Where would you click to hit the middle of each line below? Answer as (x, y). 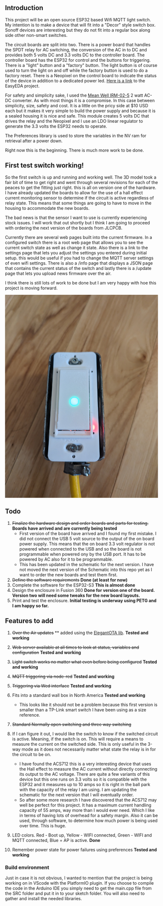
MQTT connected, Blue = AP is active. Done (56, 840)
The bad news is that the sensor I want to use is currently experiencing (76, 218)
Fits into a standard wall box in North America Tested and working (79, 695)
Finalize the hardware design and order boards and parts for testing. (80, 523)
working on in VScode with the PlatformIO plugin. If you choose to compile (80, 883)
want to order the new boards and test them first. (68, 574)
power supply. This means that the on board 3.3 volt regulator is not (87, 544)
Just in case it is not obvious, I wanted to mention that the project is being (79, 878)
